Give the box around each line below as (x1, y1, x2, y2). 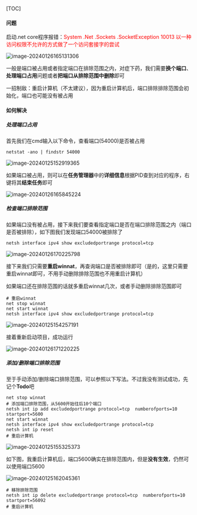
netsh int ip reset (6, 427, 54, 432)
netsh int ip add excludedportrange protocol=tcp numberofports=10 (6, 406, 178, 412)
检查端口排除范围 (6, 205, 48, 212)
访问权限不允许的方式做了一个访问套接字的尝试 (6, 41, 119, 48)
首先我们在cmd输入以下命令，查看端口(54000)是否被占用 (6, 137, 145, 144)
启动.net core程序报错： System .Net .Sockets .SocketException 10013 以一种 (6, 34, 192, 41)
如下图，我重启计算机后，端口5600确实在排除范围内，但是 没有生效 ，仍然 (6, 455, 184, 462)
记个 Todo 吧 (6, 383, 35, 390)
